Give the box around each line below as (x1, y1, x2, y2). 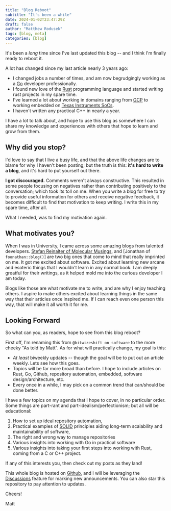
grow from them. (5, 128, 41, 134)
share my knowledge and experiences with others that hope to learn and (5, 123, 158, 129)
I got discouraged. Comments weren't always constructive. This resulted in (5, 177, 164, 184)
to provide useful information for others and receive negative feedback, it (5, 193, 159, 199)
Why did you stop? (5, 143, 66, 152)
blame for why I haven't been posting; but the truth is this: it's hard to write (5, 162, 164, 168)
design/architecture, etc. (12, 376, 65, 382)
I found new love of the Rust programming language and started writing (12, 86, 163, 92)
